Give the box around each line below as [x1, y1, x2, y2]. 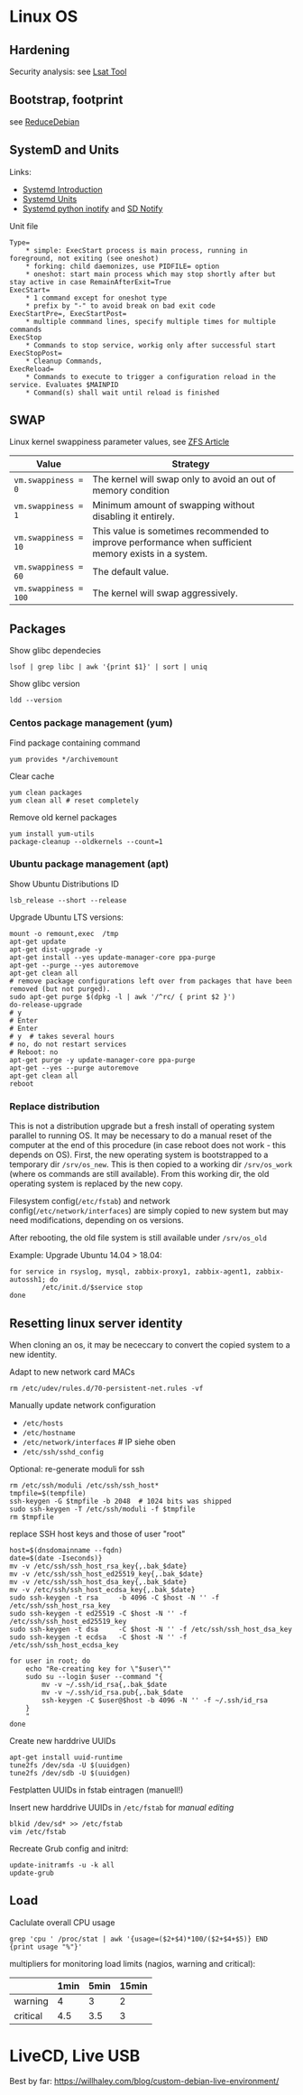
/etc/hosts [22, 1419, 64, 1428]
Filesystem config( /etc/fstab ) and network [9, 1196, 170, 1207]
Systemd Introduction [22, 183, 103, 195]
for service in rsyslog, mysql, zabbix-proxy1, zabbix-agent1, [9, 1267, 252, 1276]
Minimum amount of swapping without [92, 499, 255, 512]
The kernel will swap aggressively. [92, 587, 238, 599]
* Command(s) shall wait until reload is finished [25, 388, 220, 397]
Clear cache [9, 770, 55, 782]
